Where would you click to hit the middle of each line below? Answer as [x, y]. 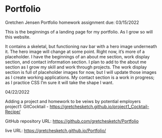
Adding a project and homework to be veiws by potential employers [73, 101]
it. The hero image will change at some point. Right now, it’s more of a [75, 52]
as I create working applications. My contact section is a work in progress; [80, 77]
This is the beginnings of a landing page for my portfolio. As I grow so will [79, 32]
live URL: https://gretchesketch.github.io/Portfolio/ [56, 130]
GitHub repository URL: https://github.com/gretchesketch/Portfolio [72, 121]
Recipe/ [13, 112]
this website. [18, 37]
